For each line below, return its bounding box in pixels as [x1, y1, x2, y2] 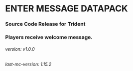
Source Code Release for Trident [5, 21, 86, 28]
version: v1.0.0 [5, 46, 35, 52]
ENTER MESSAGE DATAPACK [5, 3, 128, 14]
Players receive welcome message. [5, 34, 93, 41]
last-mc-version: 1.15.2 [5, 61, 51, 67]
